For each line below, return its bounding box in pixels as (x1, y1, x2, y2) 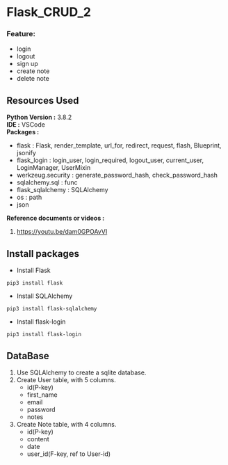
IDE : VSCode (6, 120, 46, 129)
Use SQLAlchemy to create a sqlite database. (16, 368, 147, 377)
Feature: (6, 29, 36, 39)
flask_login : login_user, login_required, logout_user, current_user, (16, 156, 204, 164)
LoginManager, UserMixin (16, 164, 91, 172)
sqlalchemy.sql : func (16, 178, 78, 187)
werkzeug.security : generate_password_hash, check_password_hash (16, 171, 218, 180)
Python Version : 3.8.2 (6, 113, 72, 122)
